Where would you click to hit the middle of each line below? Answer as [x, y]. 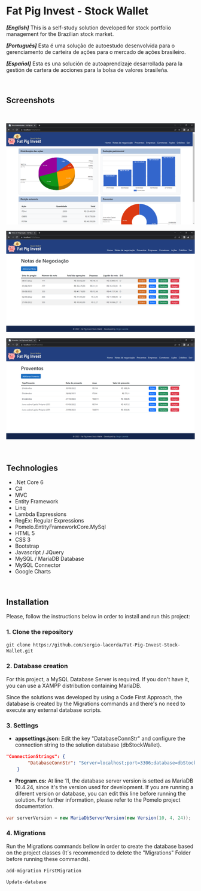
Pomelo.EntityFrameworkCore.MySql [60, 527]
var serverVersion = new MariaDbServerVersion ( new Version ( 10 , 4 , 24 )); [99, 818]
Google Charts [33, 572]
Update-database [26, 882]
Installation [28, 602]
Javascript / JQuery [39, 552]
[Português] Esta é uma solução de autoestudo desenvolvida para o [91, 46]
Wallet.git [20, 651]
